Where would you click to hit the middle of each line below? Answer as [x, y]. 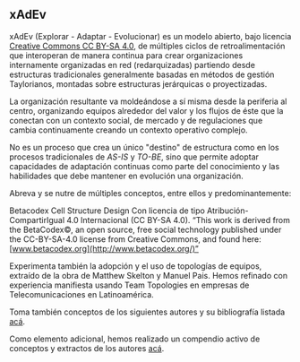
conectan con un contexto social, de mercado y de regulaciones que [136, 120]
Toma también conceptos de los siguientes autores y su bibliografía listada [147, 312]
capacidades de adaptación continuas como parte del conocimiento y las [145, 166]
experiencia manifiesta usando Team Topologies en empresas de [129, 285]
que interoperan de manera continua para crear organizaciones [126, 55]
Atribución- [228, 211]
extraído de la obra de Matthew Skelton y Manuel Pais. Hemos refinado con [149, 275]
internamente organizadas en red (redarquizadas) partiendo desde [132, 65]
